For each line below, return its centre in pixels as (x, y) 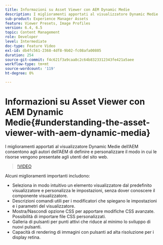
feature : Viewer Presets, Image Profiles (48, 23)
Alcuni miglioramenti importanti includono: (48, 176)
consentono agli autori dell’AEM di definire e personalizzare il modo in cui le (81, 152)
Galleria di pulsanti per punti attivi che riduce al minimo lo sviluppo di (81, 222)
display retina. (26, 237)
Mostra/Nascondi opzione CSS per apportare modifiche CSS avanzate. (83, 211)
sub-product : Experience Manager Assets (47, 19)
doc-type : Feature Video (30, 46)
